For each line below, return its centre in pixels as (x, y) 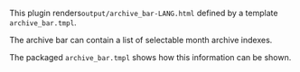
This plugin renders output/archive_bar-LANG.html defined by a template (144, 13)
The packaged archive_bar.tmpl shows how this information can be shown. (150, 57)
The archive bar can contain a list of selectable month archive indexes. (141, 40)
